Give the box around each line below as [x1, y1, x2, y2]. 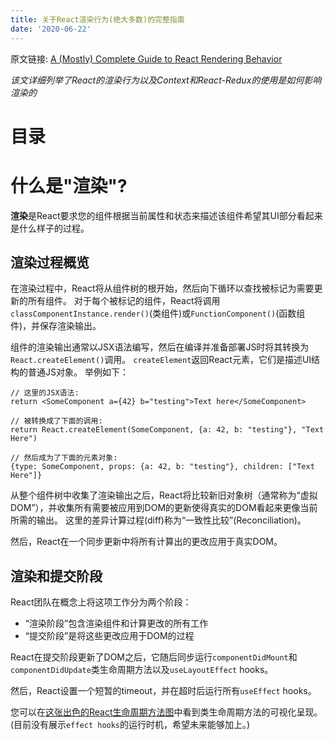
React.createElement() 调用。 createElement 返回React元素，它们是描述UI [10, 354, 312, 366]
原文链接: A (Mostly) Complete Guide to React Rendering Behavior [10, 52, 283, 65]
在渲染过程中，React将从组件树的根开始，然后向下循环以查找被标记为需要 [10, 282, 315, 295]
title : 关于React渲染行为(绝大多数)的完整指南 [10, 14, 185, 25]
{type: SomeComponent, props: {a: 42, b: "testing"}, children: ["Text [10, 462, 315, 472]
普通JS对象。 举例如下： [27, 366, 129, 378]
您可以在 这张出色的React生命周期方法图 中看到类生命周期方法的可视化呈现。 [10, 706, 323, 718]
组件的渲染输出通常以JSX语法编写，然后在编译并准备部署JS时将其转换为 [10, 341, 310, 353]
